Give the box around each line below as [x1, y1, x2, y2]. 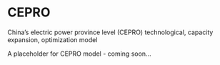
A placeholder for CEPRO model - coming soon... [7, 49, 151, 58]
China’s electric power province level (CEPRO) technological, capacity [7, 28, 214, 36]
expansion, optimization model [7, 35, 98, 44]
